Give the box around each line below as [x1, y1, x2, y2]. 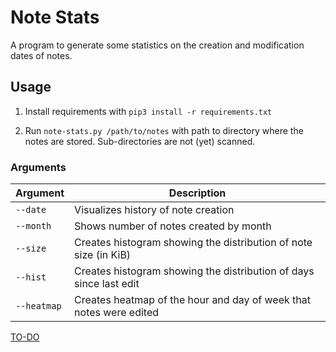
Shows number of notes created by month [74, 219, 272, 233]
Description [168, 186, 227, 200]
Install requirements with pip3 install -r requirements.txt [24, 105, 273, 117]
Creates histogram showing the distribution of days [74, 264, 315, 278]
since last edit [74, 277, 140, 291]
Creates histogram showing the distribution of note [74, 236, 313, 250]
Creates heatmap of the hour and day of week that [74, 293, 312, 307]
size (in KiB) [74, 248, 132, 262]
